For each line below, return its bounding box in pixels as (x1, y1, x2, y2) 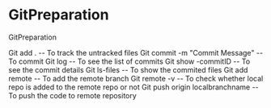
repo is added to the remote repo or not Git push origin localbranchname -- (8, 82, 259, 92)
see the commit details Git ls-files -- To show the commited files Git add (8, 64, 248, 74)
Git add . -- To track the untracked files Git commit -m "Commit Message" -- (8, 48, 264, 57)
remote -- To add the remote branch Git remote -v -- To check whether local (8, 73, 264, 83)
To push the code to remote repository (8, 90, 138, 100)
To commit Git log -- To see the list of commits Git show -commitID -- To (8, 56, 251, 66)
